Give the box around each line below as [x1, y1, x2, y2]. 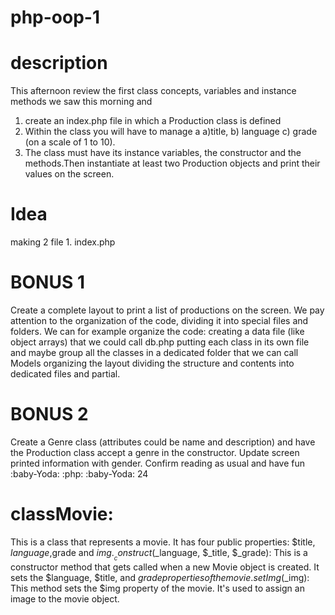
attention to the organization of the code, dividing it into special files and [10, 315, 309, 326]
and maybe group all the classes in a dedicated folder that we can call [10, 347, 299, 358]
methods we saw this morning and [10, 96, 153, 108]
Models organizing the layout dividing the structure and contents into [10, 357, 295, 369]
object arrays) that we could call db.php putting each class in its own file [10, 336, 310, 348]
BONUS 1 [10, 271, 85, 294]
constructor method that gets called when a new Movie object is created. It [10, 561, 320, 573]
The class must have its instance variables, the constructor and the [24, 147, 302, 159]
